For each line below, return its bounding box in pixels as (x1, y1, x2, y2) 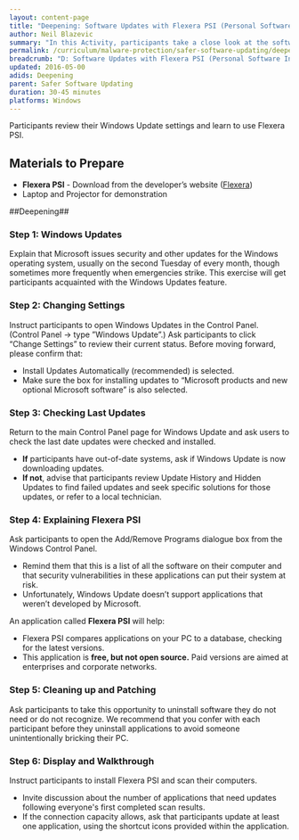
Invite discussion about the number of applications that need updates (21, 792, 278, 803)
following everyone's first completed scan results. (21, 802, 206, 812)
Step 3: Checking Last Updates (9, 407, 146, 419)
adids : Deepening (9, 71, 74, 80)
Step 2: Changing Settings (9, 300, 125, 312)
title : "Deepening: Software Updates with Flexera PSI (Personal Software (9, 21, 293, 30)
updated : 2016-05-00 (9, 63, 86, 72)
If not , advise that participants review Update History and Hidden (21, 473, 262, 483)
